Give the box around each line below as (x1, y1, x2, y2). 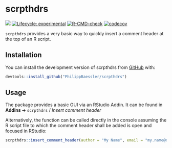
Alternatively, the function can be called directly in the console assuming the (5, 117, 167, 123)
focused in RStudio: (5, 128, 47, 134)
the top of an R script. (5, 36, 51, 42)
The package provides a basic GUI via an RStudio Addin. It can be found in (5, 102, 163, 108)
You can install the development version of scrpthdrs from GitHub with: (5, 64, 155, 70)
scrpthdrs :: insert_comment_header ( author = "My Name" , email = (5, 138, 143, 143)
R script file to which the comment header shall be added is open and (5, 122, 152, 129)
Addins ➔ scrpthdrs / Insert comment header (5, 107, 101, 113)
